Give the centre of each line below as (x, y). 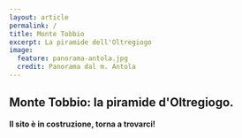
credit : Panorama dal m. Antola (77, 67)
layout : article (39, 17)
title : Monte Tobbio (47, 34)
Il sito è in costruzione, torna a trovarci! (83, 124)
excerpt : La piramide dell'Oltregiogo (80, 42)
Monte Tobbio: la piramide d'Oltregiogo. (121, 103)
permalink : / (33, 26)
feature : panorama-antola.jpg (72, 58)
